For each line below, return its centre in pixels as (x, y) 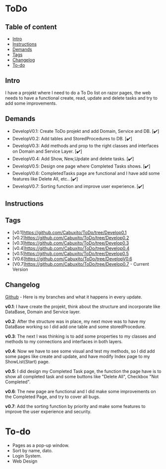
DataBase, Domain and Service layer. (43, 312)
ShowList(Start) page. (28, 361)
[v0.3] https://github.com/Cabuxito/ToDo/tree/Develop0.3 (71, 243)
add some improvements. (31, 103)
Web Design (25, 461)
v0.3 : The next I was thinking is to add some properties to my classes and (81, 336)
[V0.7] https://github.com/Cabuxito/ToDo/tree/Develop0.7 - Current (81, 264)
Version (20, 269)
